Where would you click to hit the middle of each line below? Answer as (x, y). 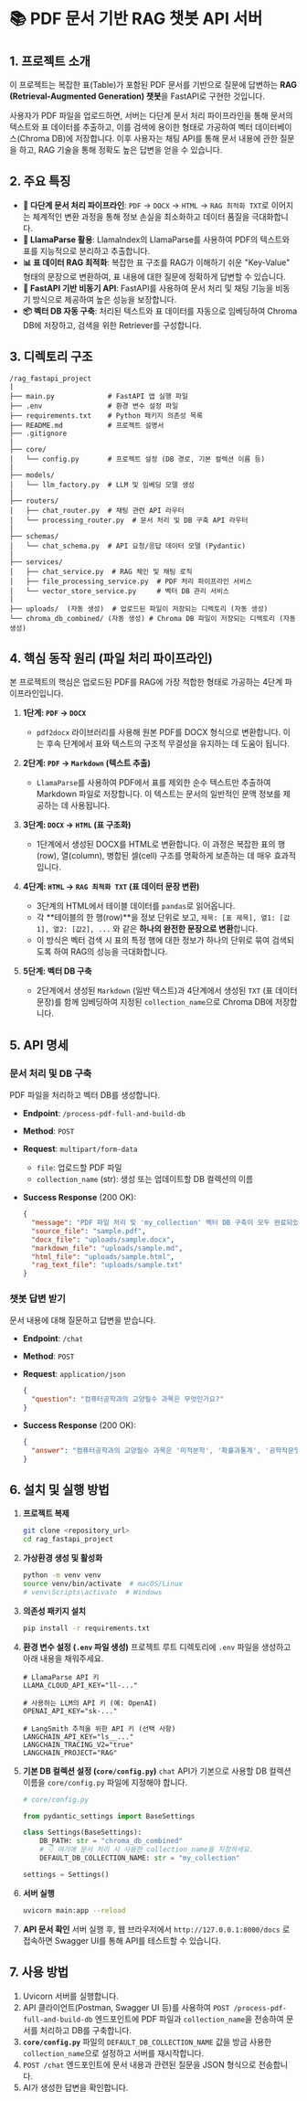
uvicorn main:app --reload (74, 1910)
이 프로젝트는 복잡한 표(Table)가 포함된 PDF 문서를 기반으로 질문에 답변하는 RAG (153, 85)
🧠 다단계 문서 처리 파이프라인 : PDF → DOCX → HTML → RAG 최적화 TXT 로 (146, 205)
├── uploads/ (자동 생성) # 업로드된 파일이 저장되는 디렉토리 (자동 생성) (139, 609)
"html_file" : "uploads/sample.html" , (103, 1257)
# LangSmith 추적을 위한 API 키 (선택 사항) (99, 1729)
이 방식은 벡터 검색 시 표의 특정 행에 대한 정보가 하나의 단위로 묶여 (153, 940)
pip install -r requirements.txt (86, 1628)
